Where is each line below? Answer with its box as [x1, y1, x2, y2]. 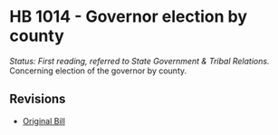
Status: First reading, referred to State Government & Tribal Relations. [9, 55, 270, 66]
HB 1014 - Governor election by [9, 6, 247, 27]
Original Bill [22, 115, 66, 126]
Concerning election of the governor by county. [9, 65, 187, 76]
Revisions [9, 92, 66, 107]
